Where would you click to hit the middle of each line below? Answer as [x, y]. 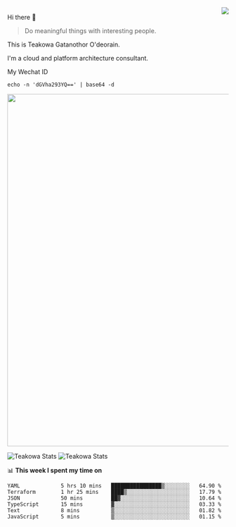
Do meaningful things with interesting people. [90, 31]
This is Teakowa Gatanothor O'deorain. [64, 44]
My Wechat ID [28, 72]
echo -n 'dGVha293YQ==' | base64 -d [61, 85]
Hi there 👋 [22, 17]
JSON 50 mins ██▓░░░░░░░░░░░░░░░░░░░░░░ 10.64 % [114, 498]
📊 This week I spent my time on [55, 470]
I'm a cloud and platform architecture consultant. [78, 58]
